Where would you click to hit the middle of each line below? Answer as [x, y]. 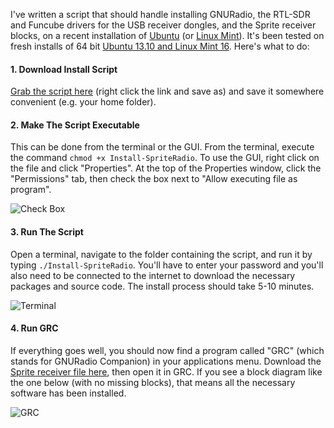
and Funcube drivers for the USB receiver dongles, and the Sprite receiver [163, 25]
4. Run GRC [34, 328]
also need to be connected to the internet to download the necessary [153, 275]
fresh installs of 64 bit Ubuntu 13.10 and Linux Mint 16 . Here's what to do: [160, 46]
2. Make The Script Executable [75, 125]
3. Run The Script [47, 232]
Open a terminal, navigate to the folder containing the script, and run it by [161, 254]
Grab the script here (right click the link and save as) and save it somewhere [167, 91]
